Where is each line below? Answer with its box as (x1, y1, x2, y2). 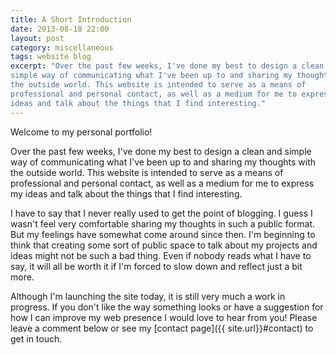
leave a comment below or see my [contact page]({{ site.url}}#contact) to (10, 322, 314, 334)
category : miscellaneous (10, 42, 114, 53)
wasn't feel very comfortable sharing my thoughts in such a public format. (10, 217, 316, 230)
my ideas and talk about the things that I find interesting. (10, 187, 243, 200)
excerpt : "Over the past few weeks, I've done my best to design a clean (10, 61, 325, 71)
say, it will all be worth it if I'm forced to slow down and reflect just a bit (10, 260, 303, 272)
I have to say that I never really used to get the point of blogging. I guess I (10, 207, 313, 219)
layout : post (10, 33, 65, 43)
